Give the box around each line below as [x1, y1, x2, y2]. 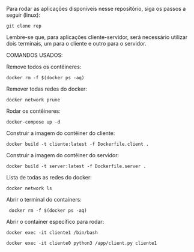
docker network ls [6, 185, 52, 191]
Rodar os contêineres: [6, 107, 61, 115]
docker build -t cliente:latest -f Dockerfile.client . [6, 141, 149, 147]
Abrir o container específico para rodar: [6, 218, 105, 225]
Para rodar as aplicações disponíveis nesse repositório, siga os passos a [6, 5, 186, 12]
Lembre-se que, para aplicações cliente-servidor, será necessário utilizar [6, 34, 188, 41]
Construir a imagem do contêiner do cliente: [6, 130, 115, 137]
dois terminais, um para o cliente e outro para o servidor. [6, 40, 147, 47]
